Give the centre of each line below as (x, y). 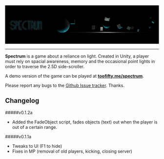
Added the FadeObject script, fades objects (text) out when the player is (85, 122)
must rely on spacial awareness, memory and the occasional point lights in (80, 61)
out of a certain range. (35, 127)
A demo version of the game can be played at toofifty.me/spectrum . (74, 76)
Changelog (22, 101)
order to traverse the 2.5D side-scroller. (45, 67)
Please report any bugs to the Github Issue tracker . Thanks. (65, 85)
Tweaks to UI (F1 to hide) (37, 146)
